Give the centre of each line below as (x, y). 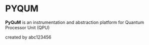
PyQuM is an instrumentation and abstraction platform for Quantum (75, 22)
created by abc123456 (28, 37)
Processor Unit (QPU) (27, 27)
